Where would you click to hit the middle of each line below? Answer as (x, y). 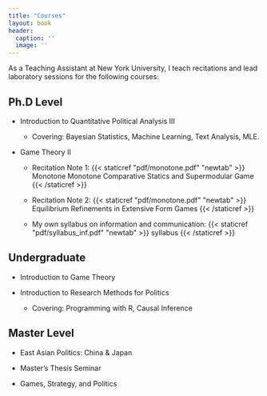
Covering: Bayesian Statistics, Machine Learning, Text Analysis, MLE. (145, 136)
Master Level (41, 333)
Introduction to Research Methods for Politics (94, 292)
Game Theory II (46, 152)
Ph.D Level (36, 102)
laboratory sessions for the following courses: (84, 77)
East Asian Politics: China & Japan (76, 352)
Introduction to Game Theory (68, 277)
